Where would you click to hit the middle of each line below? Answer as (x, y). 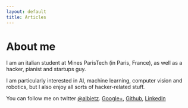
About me (31, 47)
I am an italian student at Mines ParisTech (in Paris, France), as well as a (94, 63)
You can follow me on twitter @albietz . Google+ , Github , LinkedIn (86, 99)
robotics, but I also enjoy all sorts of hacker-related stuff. (76, 87)
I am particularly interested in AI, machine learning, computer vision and (94, 81)
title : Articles (26, 17)
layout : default (26, 12)
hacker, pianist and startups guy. (46, 69)
